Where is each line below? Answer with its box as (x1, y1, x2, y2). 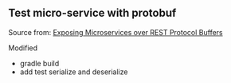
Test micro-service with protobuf (8, 6, 177, 20)
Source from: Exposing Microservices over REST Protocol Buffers (8, 27, 223, 37)
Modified (8, 43, 38, 53)
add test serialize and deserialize (19, 67, 128, 77)
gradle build (19, 58, 60, 68)
